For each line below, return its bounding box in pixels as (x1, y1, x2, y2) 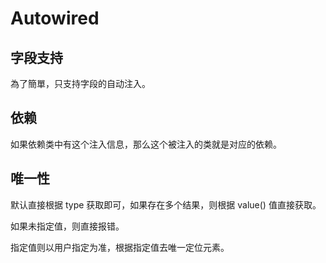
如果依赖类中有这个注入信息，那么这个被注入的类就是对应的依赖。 (10, 138, 282, 150)
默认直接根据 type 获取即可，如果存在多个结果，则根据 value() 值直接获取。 (10, 198, 322, 211)
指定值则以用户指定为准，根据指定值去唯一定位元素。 (10, 241, 230, 253)
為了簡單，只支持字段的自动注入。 (10, 78, 151, 89)
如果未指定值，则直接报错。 (10, 220, 125, 232)
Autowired (10, 7, 100, 30)
